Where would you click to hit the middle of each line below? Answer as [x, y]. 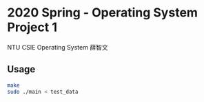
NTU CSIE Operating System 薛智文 [58, 47]
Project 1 [32, 27]
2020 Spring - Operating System [103, 13]
